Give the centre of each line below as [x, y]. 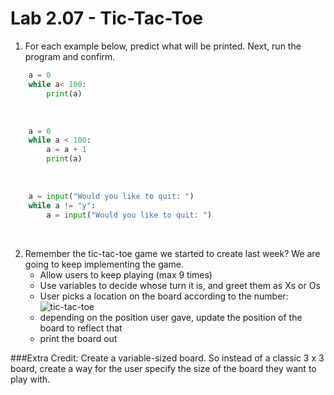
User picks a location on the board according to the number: [164, 296]
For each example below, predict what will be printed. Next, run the [163, 46]
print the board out [78, 338]
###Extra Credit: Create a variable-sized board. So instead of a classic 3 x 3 [167, 358]
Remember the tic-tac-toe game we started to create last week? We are [172, 253]
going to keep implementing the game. [104, 264]
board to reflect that [81, 328]
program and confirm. [70, 56]
